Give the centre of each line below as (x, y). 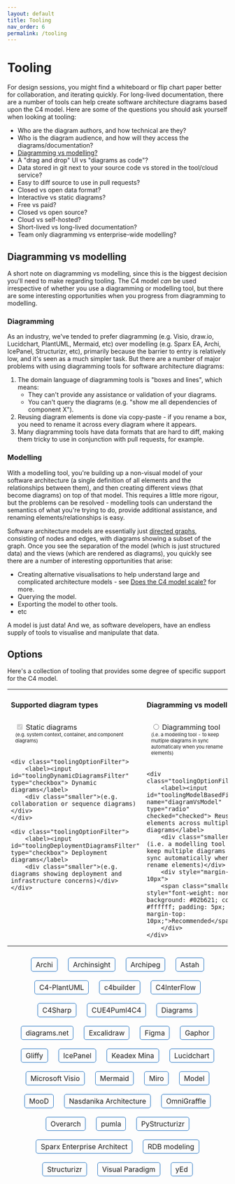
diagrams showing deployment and (66, 874)
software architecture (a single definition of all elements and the (99, 480)
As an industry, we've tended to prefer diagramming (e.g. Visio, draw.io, (111, 337)
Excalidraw (107, 1033)
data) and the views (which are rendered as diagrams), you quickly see (109, 553)
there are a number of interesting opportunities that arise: (90, 561)
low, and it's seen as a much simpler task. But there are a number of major (114, 359)
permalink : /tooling (37, 33)
